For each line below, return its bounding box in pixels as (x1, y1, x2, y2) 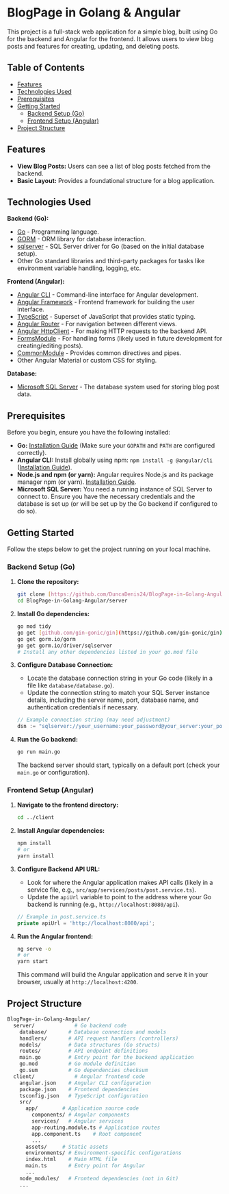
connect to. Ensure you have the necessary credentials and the (16, 492, 196, 501)
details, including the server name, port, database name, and (27, 696, 199, 704)
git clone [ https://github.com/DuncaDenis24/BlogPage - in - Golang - (16, 591, 207, 598)
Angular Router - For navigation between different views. (16, 320, 178, 328)
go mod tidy (16, 623, 51, 630)
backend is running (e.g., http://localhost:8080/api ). (27, 900, 180, 908)
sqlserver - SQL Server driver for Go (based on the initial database (16, 242, 204, 251)
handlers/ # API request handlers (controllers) (19, 1035, 179, 1042)
